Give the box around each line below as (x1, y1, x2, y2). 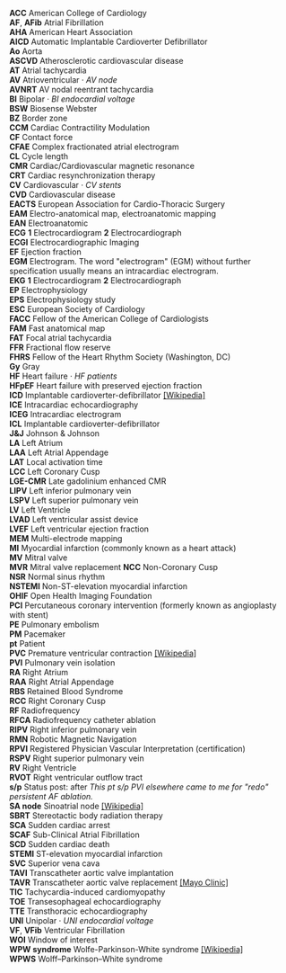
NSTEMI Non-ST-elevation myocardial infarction (9, 581, 188, 592)
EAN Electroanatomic (9, 218, 89, 228)
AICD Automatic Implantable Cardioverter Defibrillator (9, 36, 208, 47)
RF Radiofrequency (9, 705, 81, 716)
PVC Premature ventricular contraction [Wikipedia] (9, 647, 197, 658)
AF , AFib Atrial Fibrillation (9, 17, 105, 28)
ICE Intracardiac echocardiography (9, 399, 139, 410)
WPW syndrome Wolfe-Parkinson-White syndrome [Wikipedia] (9, 944, 244, 954)
